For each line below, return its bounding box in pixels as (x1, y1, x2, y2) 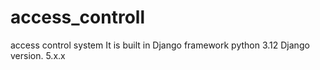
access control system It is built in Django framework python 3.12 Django (10, 39, 310, 51)
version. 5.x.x (10, 49, 66, 61)
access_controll (10, 6, 145, 29)
